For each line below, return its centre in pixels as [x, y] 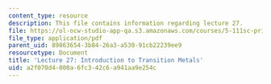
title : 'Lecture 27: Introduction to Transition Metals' [106, 61]
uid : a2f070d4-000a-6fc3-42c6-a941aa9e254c [83, 68]
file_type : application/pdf [56, 38]
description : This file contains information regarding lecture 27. [126, 23]
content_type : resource [48, 16]
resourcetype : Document [48, 53]
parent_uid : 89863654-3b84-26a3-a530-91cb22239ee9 [95, 46]
